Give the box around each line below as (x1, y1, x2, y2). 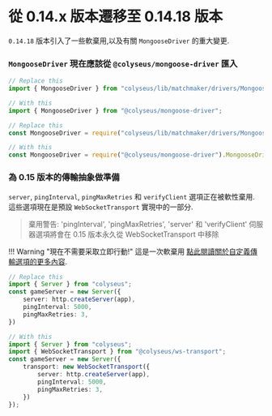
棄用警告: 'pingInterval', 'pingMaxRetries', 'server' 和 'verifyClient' (28, 219, 248, 229)
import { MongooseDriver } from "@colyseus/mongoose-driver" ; (8, 106, 223, 114)
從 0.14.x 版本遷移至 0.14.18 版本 (8, 7, 223, 26)
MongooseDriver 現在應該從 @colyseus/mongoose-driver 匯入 (8, 58, 238, 69)
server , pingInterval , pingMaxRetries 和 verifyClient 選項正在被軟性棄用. (8, 191, 255, 201)
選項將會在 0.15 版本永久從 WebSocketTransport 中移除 (35, 229, 219, 239)
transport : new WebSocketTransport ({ (23, 362, 151, 371)
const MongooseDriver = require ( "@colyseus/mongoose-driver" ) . (8, 151, 227, 159)
